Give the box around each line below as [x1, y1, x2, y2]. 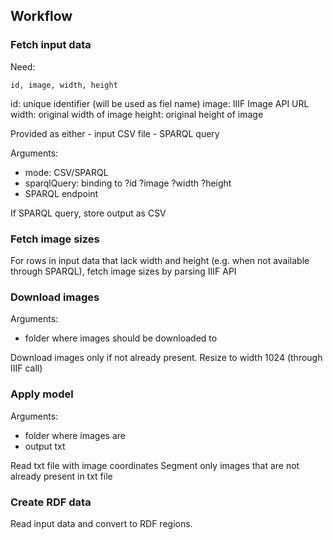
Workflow [10, 8, 73, 25]
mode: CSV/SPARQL [24, 166, 109, 178]
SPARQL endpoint [24, 187, 99, 199]
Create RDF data [10, 495, 92, 509]
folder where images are [24, 429, 126, 441]
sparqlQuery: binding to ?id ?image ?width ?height [24, 177, 232, 189]
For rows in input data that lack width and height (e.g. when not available [10, 254, 310, 266]
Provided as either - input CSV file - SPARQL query [10, 127, 220, 139]
